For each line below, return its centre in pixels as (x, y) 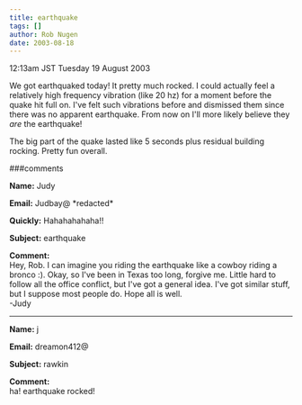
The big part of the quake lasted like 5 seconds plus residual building (137, 141)
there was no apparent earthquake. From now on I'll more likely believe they (150, 114)
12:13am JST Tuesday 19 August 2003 (80, 68)
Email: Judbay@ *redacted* (62, 203)
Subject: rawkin (39, 364)
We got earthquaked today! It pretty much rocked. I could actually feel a (142, 85)
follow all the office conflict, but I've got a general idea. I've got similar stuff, (150, 284)
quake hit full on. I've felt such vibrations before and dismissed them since (147, 105)
